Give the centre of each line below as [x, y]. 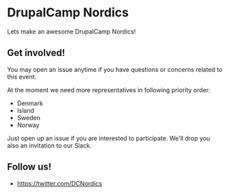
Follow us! [29, 167]
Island [26, 110]
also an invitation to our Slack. [50, 145]
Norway [28, 125]
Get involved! [36, 53]
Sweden [29, 117]
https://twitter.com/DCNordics [59, 183]
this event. [22, 77]
